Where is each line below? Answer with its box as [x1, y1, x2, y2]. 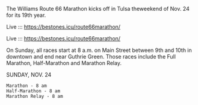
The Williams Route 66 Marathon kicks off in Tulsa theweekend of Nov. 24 [6, 5, 190, 12]
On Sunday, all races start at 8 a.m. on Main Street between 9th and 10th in [6, 46, 193, 54]
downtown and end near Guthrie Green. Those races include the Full [6, 53, 176, 60]
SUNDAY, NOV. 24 [6, 71, 52, 78]
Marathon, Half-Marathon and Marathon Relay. [6, 60, 122, 66]
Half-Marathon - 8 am [6, 88, 61, 94]
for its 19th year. [6, 11, 46, 19]
